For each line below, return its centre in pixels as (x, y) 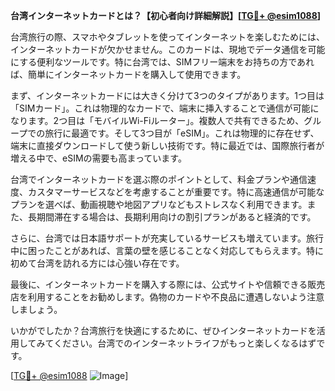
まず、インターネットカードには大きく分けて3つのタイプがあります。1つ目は (167, 95)
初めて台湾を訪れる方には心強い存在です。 (97, 263)
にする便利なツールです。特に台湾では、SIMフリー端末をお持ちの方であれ (162, 62)
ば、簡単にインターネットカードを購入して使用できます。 (128, 74)
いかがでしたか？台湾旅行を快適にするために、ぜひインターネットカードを (163, 330)
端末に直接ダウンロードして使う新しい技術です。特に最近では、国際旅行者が (167, 145)
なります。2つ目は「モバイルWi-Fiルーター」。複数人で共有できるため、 (157, 120)
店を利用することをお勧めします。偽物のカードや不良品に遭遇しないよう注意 (167, 297)
